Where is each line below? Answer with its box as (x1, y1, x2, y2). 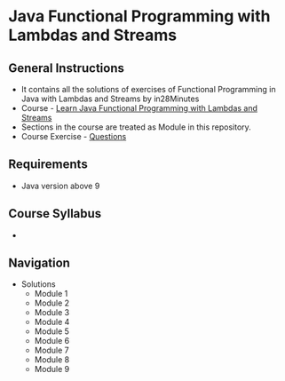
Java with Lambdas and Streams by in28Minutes (20, 93, 200, 104)
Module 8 (34, 354, 70, 365)
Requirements (8, 157, 88, 172)
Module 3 (34, 307, 70, 318)
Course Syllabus (8, 206, 102, 221)
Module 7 (34, 345, 69, 356)
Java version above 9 (20, 180, 100, 191)
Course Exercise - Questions (20, 131, 127, 141)
